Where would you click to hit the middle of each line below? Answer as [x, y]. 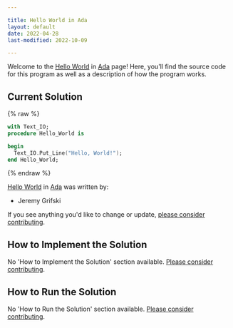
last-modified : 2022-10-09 [47, 40]
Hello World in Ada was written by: [58, 187]
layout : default [31, 27]
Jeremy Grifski [39, 201]
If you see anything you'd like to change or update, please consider [106, 215]
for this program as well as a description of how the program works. [107, 74]
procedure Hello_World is [46, 133]
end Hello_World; [33, 160]
